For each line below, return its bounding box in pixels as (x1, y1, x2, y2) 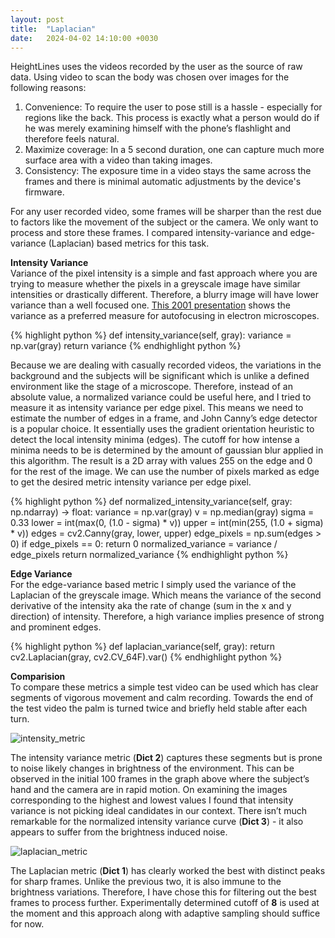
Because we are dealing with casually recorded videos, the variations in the (10, 359, 322, 371)
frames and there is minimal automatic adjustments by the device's (24, 176, 302, 188)
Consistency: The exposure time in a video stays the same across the (24, 165, 312, 177)
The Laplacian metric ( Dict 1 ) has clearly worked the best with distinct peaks (10, 865, 326, 877)
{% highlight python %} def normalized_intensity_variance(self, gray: (10, 496, 293, 508)
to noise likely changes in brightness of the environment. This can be (10, 762, 295, 775)
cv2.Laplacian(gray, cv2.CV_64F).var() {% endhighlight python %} (10, 651, 283, 663)
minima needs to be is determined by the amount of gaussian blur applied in (10, 444, 324, 456)
